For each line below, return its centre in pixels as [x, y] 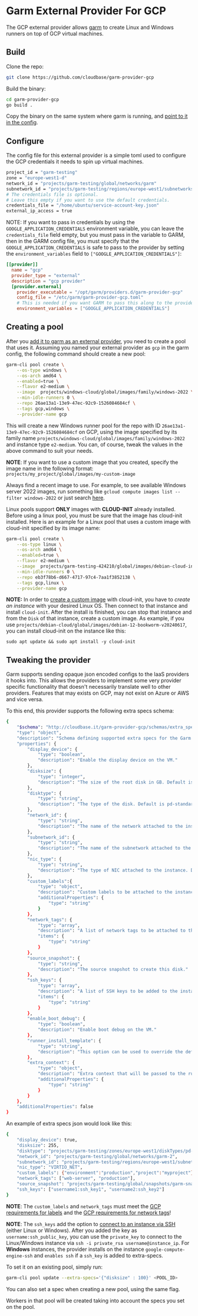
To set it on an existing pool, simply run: [55, 1267]
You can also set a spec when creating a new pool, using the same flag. [93, 1289]
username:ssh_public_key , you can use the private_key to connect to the [94, 1236]
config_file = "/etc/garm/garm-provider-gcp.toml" [80, 298]
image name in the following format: [50, 468]
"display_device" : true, [47, 1140]
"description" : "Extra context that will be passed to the [111, 1074]
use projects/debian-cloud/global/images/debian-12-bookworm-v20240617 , [96, 625]
